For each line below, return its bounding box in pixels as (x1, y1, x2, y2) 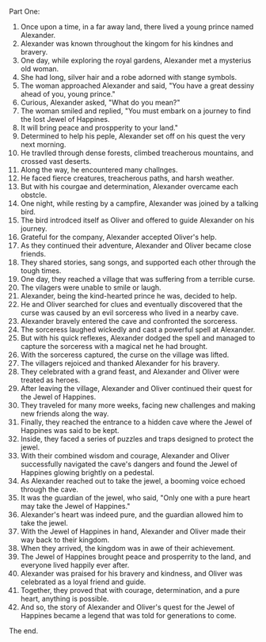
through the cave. (20, 484, 78, 494)
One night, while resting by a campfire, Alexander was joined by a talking (20, 199, 259, 208)
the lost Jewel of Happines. (20, 115, 110, 123)
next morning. (20, 140, 66, 149)
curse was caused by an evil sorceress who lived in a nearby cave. (20, 308, 239, 317)
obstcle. (20, 190, 47, 199)
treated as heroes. (20, 375, 81, 385)
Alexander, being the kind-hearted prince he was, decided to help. (20, 291, 237, 300)
